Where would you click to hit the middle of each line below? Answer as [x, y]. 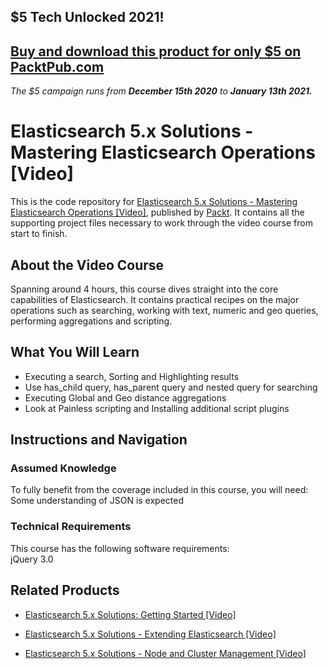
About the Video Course [87, 265]
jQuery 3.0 [32, 559]
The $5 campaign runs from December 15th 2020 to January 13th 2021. [161, 91]
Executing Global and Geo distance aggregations [125, 397]
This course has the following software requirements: [120, 548]
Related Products [65, 590]
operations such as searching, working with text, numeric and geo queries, [164, 310]
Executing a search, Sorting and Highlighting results [132, 376]
